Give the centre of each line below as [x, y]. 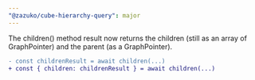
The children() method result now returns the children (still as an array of [127, 38]
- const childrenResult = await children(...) [87, 61]
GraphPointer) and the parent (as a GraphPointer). [90, 46]
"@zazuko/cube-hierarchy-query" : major [75, 15]
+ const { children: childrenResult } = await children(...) [112, 68]
